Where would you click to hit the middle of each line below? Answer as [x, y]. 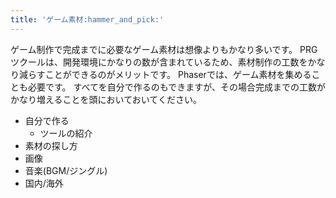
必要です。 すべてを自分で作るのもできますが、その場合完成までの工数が [176, 87]
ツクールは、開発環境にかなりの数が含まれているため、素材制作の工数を [159, 62]
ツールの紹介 [66, 133]
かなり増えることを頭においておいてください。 [106, 99]
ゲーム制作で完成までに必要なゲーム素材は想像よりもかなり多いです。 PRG [164, 49]
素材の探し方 [51, 145]
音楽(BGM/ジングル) [66, 170]
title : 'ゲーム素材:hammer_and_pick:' [87, 19]
